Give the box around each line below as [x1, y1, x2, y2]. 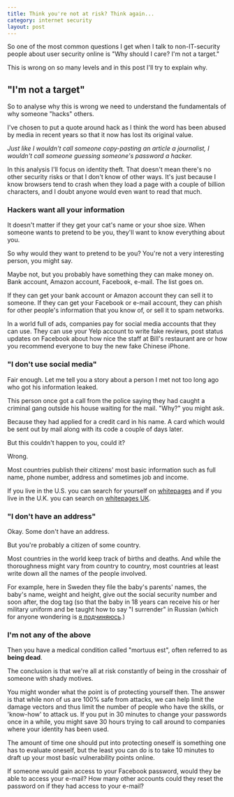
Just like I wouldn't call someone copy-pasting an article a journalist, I [7, 144, 210, 153]
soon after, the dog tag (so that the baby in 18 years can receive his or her [7, 598, 220, 606]
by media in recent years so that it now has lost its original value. [7, 131, 193, 139]
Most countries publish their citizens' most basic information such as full [7, 465, 217, 474]
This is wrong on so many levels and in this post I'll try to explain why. [7, 64, 208, 72]
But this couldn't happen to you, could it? [7, 438, 126, 446]
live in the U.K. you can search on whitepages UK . [7, 494, 152, 502]
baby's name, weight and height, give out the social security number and [7, 591, 217, 599]
